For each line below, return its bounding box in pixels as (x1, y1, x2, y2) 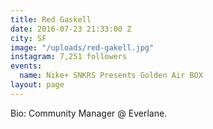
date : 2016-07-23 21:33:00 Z (10, 24, 132, 34)
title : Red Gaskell (10, 14, 92, 25)
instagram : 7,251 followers (10, 52, 128, 62)
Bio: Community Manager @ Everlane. (10, 107, 168, 119)
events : (10, 61, 43, 71)
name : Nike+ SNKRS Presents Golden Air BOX (19, 71, 203, 81)
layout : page (10, 80, 65, 90)
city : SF (10, 33, 47, 43)
